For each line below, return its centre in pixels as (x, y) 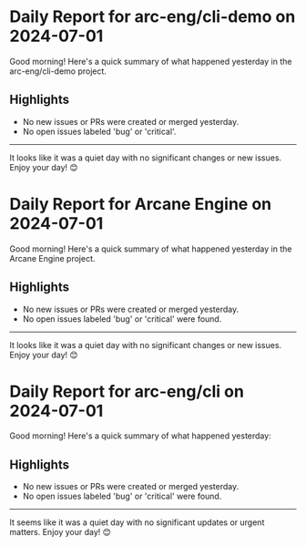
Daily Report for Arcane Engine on (140, 204)
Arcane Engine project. (52, 258)
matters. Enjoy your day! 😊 (61, 532)
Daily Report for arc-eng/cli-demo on (153, 17)
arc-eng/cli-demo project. (58, 71)
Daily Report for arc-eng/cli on (127, 391)
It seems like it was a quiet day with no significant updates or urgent (137, 522)
